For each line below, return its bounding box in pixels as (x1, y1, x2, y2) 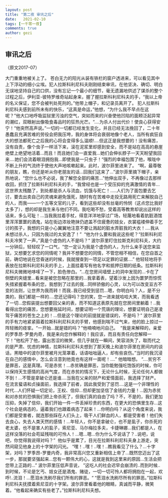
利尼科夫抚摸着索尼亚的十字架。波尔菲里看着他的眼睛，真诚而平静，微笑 (5, 481, 154, 487)
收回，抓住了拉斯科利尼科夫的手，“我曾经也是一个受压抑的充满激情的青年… (5, 181, 160, 187)
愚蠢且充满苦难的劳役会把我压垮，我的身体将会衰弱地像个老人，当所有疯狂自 (5, 131, 163, 137)
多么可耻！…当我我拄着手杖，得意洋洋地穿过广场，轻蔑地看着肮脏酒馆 (18, 212, 162, 218)
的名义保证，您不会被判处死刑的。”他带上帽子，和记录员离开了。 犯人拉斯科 (5, 100, 160, 106)
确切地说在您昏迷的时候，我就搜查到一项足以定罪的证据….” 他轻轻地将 (13, 256, 158, 262)
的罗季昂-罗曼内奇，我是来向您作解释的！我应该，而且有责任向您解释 (5, 331, 147, 337)
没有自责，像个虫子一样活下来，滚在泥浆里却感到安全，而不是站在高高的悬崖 (5, 143, 163, 150)
